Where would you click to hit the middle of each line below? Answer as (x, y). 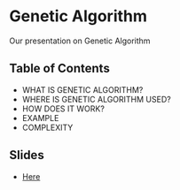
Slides (27, 155)
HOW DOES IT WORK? (63, 109)
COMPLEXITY (47, 127)
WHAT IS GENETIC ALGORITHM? (82, 89)
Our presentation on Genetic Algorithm (80, 41)
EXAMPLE (40, 118)
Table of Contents (60, 68)
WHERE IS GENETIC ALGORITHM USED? (96, 99)
